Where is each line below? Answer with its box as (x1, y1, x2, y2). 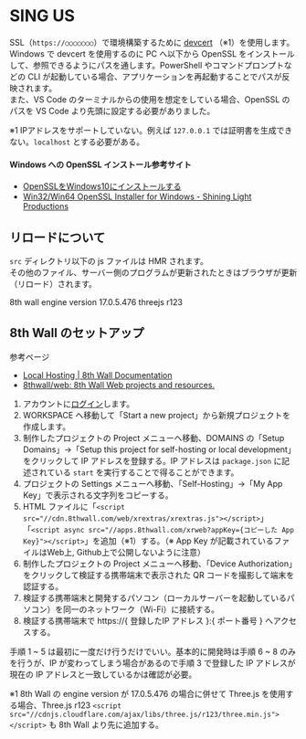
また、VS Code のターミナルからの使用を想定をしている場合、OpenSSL (9, 93, 280, 105)
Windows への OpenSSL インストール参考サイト (9, 159, 192, 170)
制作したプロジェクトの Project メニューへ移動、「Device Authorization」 (22, 558, 297, 569)
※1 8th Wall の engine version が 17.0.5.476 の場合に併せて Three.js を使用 (9, 688, 286, 699)
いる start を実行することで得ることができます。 (54, 467, 239, 478)
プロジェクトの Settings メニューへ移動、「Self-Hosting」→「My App (22, 478, 283, 489)
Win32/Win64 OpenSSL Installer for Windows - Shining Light (22, 191, 252, 202)
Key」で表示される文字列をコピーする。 (22, 490, 174, 501)
